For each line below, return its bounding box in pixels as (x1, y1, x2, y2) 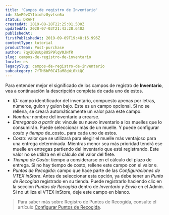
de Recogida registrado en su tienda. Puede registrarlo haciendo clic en (12, 178, 162, 184)
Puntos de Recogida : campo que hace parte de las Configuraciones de (12, 167, 160, 174)
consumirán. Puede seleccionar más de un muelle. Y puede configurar (12, 124, 159, 131)
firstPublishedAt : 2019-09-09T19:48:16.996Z (5, 36, 100, 41)
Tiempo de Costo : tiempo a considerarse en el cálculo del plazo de (12, 157, 152, 162)
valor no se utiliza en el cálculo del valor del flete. (12, 151, 116, 157)
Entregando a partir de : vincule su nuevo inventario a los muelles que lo (12, 119, 162, 125)
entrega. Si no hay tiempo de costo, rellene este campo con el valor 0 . (12, 162, 158, 168)
